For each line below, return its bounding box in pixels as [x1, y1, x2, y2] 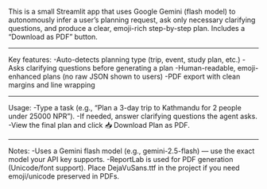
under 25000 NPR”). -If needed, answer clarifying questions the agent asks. [8, 111, 258, 121]
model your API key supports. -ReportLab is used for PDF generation [8, 155, 234, 164]
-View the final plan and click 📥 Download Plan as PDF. [8, 121, 191, 129]
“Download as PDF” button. [8, 32, 98, 41]
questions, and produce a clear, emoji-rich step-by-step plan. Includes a [8, 24, 246, 33]
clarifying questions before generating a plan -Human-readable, [26, 64, 236, 72]
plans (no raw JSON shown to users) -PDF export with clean [42, 71, 241, 81]
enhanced [8, 71, 41, 81]
